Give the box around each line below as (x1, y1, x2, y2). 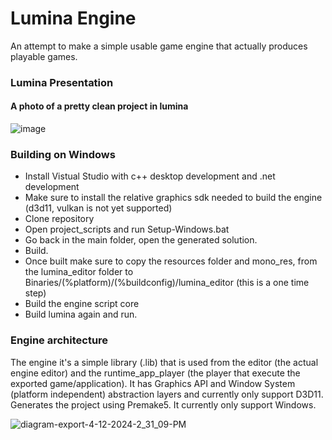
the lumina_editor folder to (24, 266, 134, 278)
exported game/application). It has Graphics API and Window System (10, 377, 296, 389)
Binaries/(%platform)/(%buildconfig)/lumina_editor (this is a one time (24, 277, 310, 289)
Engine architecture (10, 333, 109, 347)
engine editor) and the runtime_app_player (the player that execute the (10, 367, 301, 379)
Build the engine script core (24, 298, 140, 310)
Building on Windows (10, 147, 116, 161)
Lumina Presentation (10, 75, 114, 89)
